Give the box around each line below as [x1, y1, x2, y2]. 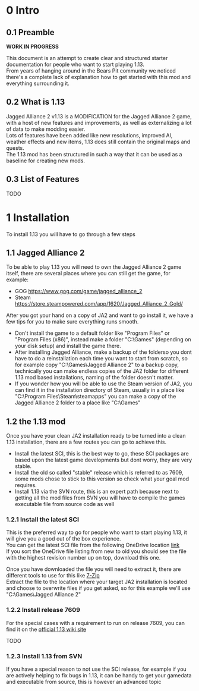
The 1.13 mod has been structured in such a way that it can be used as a [6, 150, 182, 158]
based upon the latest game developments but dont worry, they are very [14, 456, 192, 464]
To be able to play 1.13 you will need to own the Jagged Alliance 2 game [6, 263, 182, 271]
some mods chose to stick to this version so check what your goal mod [14, 475, 189, 482]
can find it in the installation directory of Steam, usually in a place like [14, 387, 185, 394]
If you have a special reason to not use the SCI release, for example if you [6, 665, 187, 673]
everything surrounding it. [6, 80, 70, 87]
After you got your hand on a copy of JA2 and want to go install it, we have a [6, 312, 194, 319]
